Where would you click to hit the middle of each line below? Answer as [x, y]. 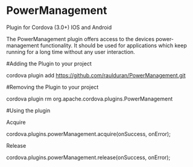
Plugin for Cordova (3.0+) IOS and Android [59, 27]
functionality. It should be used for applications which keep [113, 45]
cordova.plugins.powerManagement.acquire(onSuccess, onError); [88, 134]
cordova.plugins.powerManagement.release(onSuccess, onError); [88, 157]
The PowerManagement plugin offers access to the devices [81, 39]
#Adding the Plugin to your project [49, 64]
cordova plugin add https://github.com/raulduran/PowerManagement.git [96, 75]
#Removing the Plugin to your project [52, 87]
